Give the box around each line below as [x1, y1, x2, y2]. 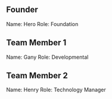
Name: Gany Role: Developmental [6, 53, 89, 60]
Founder [6, 5, 39, 15]
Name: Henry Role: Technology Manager [6, 86, 106, 94]
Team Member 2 [6, 71, 69, 81]
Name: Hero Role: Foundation [6, 20, 79, 27]
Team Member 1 [6, 38, 67, 48]
